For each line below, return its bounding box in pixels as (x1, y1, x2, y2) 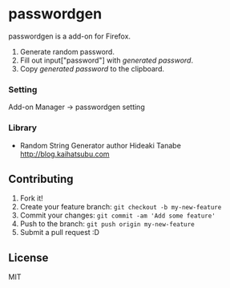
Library (8, 122, 38, 133)
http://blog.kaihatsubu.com (19, 149, 110, 159)
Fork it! (19, 193, 44, 203)
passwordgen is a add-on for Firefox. (8, 31, 131, 41)
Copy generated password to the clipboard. (19, 63, 164, 73)
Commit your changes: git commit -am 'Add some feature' (19, 210, 216, 221)
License (8, 250, 49, 265)
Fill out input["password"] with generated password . (19, 55, 194, 65)
